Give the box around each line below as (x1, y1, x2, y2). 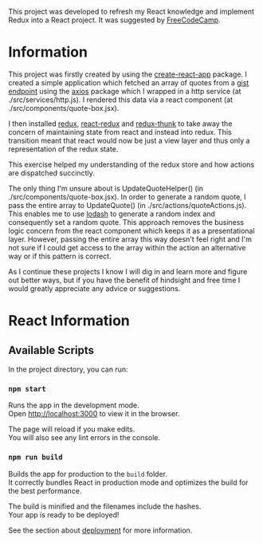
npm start (8, 384, 46, 393)
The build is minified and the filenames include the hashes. (8, 502, 202, 511)
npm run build (8, 453, 63, 462)
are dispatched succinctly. (8, 167, 95, 178)
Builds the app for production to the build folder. (8, 469, 168, 478)
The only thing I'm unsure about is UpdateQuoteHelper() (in (8, 183, 204, 193)
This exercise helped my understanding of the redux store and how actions (8, 159, 255, 169)
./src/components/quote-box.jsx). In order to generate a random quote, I (8, 191, 246, 202)
